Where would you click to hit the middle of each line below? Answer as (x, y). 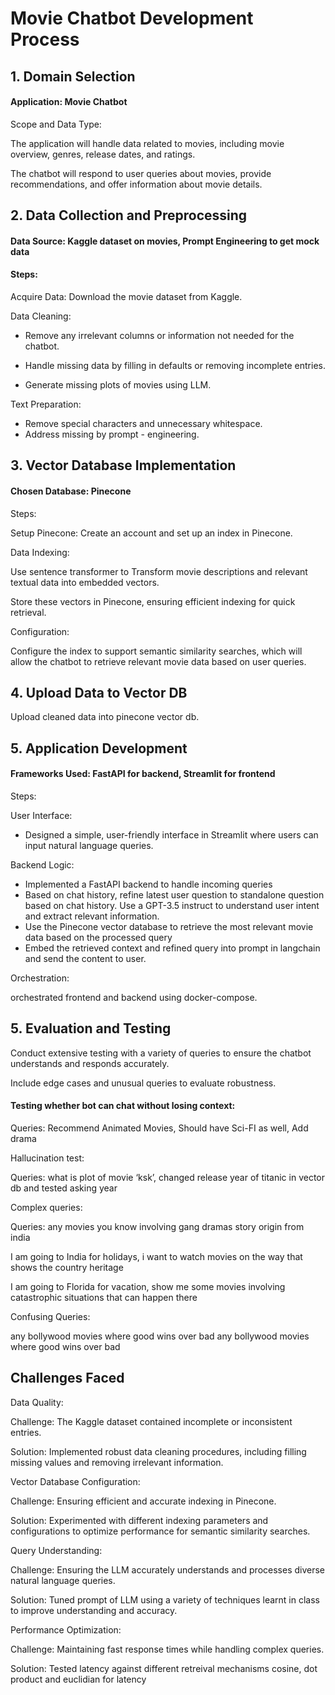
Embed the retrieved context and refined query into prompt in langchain (172, 948)
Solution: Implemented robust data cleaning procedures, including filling (158, 1451)
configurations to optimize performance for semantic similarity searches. (160, 1531)
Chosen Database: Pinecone (71, 491)
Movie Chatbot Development (132, 18)
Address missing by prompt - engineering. (112, 434)
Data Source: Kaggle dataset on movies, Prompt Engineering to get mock (165, 241)
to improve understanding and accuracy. (94, 1610)
